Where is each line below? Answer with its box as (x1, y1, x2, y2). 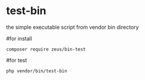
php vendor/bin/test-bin (6, 68, 67, 74)
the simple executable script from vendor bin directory (6, 24, 139, 31)
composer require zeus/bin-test (6, 46, 86, 52)
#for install (6, 35, 33, 42)
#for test (6, 56, 27, 64)
